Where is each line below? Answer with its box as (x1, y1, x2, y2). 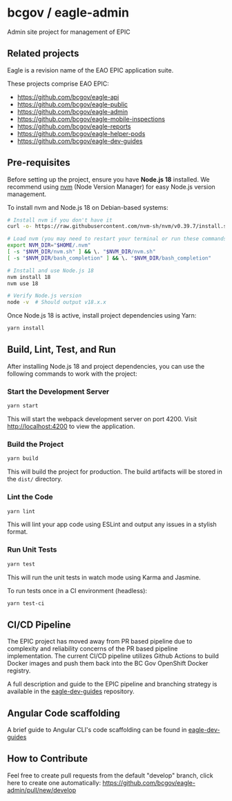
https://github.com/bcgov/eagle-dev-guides (17, 137, 143, 145)
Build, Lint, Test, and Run (7, 344, 116, 356)
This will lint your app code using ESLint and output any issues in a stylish (7, 520, 217, 529)
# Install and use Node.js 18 (7, 267, 95, 274)
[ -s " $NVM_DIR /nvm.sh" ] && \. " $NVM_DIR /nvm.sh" (7, 249, 156, 255)
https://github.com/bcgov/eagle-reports (17, 122, 131, 131)
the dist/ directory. (7, 475, 63, 483)
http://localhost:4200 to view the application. (7, 423, 135, 431)
